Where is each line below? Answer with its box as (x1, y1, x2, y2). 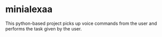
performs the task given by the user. (5, 25, 82, 31)
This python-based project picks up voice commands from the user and (5, 20, 157, 26)
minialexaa (5, 4, 53, 15)
